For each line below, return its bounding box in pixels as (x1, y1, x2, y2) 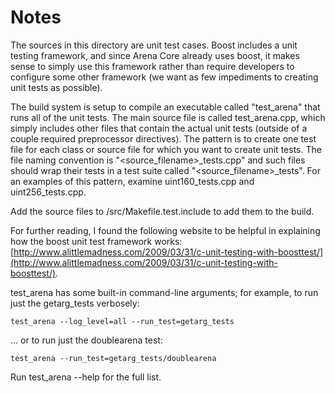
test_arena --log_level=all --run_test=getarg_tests (10, 316, 235, 326)
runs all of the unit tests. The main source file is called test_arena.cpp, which (10, 111, 326, 123)
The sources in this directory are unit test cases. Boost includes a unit (10, 39, 298, 51)
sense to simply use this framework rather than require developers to (10, 60, 295, 72)
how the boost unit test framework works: (10, 235, 183, 247)
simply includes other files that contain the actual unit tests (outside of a (10, 122, 308, 134)
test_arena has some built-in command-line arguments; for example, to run (10, 286, 319, 298)
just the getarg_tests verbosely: (10, 297, 140, 309)
